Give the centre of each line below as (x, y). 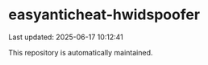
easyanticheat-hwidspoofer (104, 15)
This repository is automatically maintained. (81, 52)
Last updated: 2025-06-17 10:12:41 (66, 37)
